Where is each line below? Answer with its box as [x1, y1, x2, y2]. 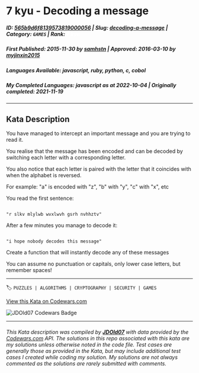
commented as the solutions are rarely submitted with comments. [6, 360, 167, 367]
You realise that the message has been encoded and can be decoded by [6, 148, 184, 155]
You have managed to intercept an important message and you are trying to [6, 130, 191, 137]
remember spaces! [6, 267, 52, 274]
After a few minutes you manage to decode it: [6, 222, 117, 229]
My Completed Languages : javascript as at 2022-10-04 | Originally [6, 81, 176, 88]
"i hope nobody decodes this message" [6, 238, 102, 244]
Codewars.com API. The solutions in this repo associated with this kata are [6, 334, 190, 342]
